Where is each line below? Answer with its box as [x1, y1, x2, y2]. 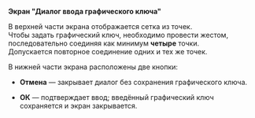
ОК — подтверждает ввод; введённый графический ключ [19, 93, 214, 101]
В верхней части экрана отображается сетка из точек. [8, 22, 193, 31]
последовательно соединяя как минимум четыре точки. [8, 39, 200, 48]
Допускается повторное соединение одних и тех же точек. [8, 47, 208, 56]
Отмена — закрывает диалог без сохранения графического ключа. [19, 78, 248, 87]
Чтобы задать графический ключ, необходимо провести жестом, [8, 31, 229, 39]
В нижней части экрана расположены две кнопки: [8, 62, 179, 72]
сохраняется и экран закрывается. [19, 101, 138, 110]
